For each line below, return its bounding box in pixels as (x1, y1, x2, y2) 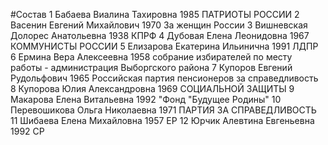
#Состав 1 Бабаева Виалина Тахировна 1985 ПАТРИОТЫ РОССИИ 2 (10, 9, 300, 20)
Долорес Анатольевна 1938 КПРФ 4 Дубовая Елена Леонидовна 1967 (10, 30, 310, 41)
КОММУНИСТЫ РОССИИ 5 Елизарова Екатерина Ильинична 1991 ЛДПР (10, 40, 319, 52)
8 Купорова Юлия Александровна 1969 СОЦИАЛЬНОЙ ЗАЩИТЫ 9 (10, 83, 295, 94)
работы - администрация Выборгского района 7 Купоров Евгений (10, 62, 293, 73)
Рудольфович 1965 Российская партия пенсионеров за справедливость (10, 72, 319, 84)
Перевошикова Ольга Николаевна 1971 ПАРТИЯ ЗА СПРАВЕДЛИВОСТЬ (10, 104, 317, 116)
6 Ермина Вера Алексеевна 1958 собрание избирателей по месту (10, 51, 293, 63)
